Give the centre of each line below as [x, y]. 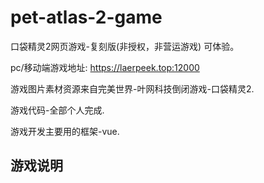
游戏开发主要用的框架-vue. [65, 131]
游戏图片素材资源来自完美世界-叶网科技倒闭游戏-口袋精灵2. [132, 88]
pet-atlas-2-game [86, 17]
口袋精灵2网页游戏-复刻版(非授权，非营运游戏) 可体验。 [125, 46]
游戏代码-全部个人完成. [57, 110]
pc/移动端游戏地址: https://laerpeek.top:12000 [105, 67]
